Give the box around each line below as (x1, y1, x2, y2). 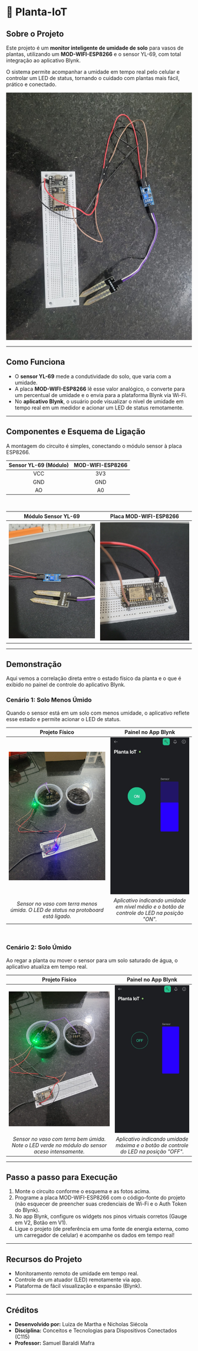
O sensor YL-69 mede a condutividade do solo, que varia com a (14, 372, 171, 379)
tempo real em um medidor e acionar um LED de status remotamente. (14, 404, 184, 411)
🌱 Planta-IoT (6, 5, 68, 19)
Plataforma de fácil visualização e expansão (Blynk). (14, 1283, 142, 1290)
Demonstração (6, 659, 62, 669)
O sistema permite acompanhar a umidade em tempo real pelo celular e (6, 68, 180, 75)
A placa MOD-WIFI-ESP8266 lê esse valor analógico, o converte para (14, 385, 185, 392)
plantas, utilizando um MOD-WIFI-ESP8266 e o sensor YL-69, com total (6, 51, 181, 58)
